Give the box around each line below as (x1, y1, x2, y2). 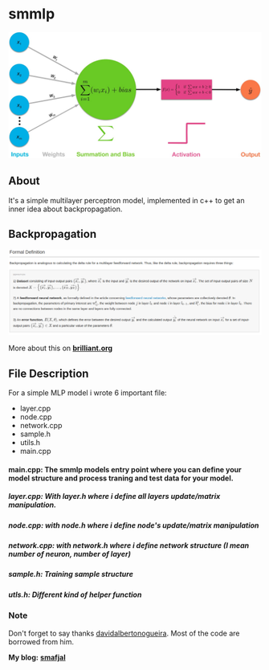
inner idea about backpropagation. (8, 204, 123, 214)
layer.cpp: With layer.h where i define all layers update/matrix (8, 492, 221, 501)
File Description (8, 366, 89, 380)
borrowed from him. (8, 636, 75, 647)
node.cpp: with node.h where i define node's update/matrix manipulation (8, 520, 259, 530)
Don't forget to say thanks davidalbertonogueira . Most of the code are (8, 628, 240, 638)
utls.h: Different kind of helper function (8, 590, 142, 599)
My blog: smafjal (8, 652, 66, 662)
